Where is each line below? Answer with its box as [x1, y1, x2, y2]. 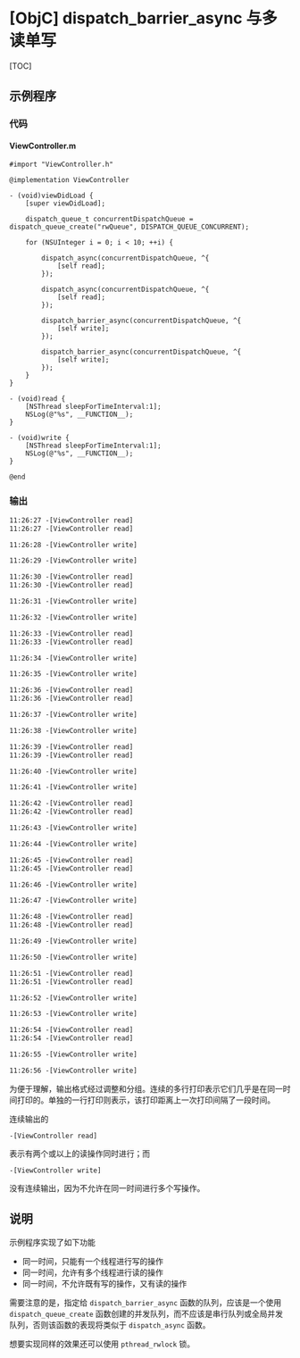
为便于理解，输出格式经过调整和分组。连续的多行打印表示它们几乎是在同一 [9, 1083, 283, 1094]
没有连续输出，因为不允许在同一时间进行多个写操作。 [9, 1182, 205, 1193]
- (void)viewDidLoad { [9, 191, 94, 201]
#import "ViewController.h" [9, 160, 114, 170]
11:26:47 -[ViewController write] [9, 896, 138, 905]
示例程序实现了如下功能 [9, 1237, 96, 1247]
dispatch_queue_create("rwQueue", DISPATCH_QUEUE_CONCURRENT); [9, 222, 250, 232]
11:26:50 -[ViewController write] [9, 953, 138, 962]
